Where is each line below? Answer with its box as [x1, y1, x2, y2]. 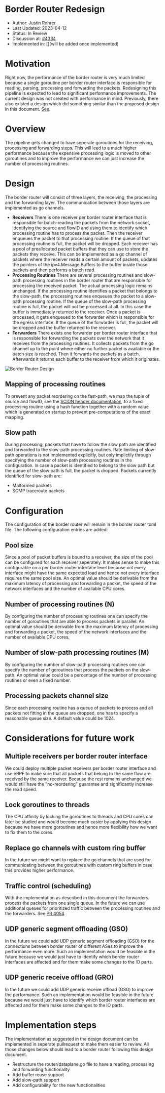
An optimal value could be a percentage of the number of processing [16, 672, 157, 678]
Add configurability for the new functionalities [12, 1082, 105, 1088]
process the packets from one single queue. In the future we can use [5, 900, 145, 906]
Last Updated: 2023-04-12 [12, 25, 67, 31]
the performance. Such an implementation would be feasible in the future [5, 992, 154, 998]
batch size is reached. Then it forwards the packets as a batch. [12, 351, 140, 357]
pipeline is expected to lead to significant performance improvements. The [5, 90, 157, 96]
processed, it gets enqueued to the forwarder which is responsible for [12, 314, 155, 320]
